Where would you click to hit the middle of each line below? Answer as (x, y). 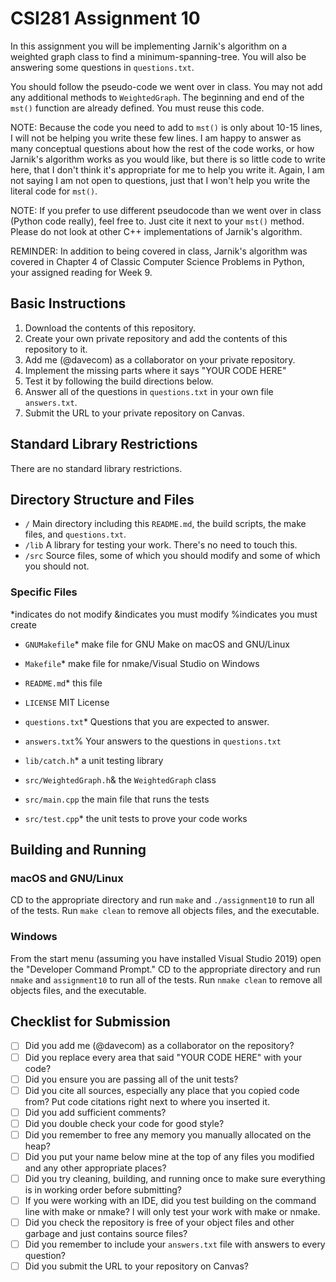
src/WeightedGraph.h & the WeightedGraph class (120, 779)
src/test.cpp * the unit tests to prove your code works (136, 818)
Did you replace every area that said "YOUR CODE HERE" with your (163, 1057)
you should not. (57, 566)
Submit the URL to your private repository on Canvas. (134, 413)
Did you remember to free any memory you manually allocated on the (168, 1134)
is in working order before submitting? (103, 1190)
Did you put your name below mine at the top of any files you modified (169, 1156)
